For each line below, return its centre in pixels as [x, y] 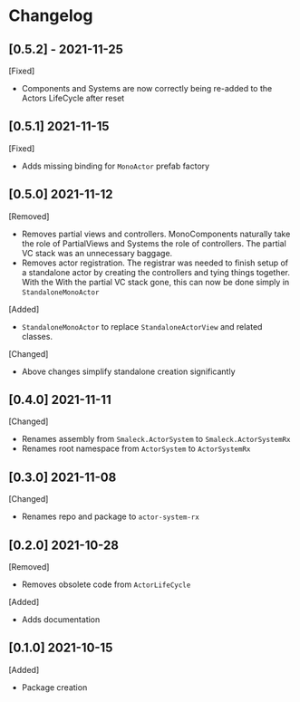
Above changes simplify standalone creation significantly [129, 371]
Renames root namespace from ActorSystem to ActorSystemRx [136, 448]
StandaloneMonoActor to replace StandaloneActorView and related [142, 326]
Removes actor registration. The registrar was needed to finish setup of [155, 263]
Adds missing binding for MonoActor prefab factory [116, 166]
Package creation [54, 687]
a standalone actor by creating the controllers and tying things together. [156, 272]
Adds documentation [61, 620]
